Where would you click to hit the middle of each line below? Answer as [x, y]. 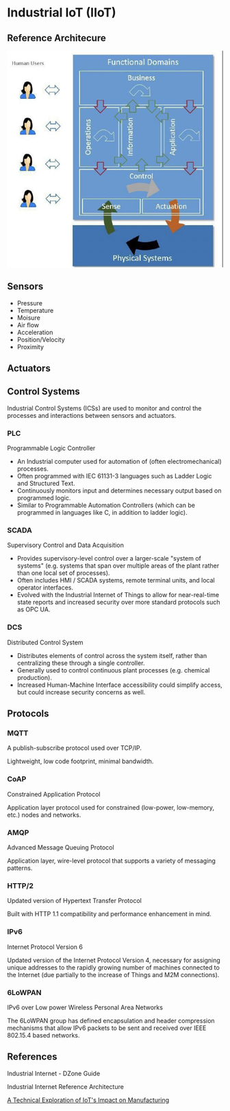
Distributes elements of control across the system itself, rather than [112, 655]
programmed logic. [44, 498]
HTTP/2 [21, 885]
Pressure [30, 303]
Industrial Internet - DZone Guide [54, 1073]
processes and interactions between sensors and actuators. [92, 415]
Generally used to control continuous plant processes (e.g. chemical [113, 670]
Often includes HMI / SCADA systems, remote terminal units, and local [116, 581]
